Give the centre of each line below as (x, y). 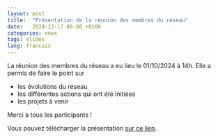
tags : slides (26, 40)
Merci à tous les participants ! (50, 115)
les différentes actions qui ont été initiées (76, 94)
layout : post (26, 14)
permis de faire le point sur (46, 73)
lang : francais (29, 46)
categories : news (32, 33)
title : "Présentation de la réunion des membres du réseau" (98, 20)
